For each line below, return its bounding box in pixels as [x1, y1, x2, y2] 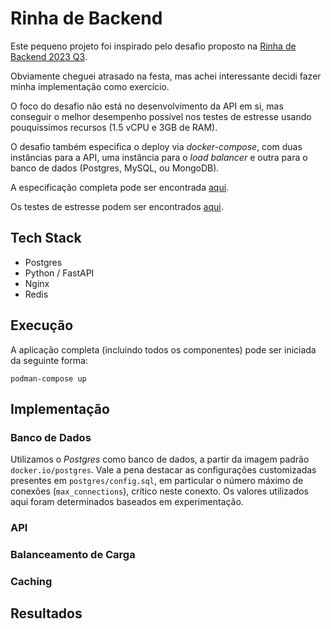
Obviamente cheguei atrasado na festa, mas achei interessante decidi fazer [10, 70, 322, 82]
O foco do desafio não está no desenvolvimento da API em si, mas [10, 100, 284, 112]
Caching [10, 575, 53, 589]
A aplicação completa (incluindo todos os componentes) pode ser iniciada [10, 343, 317, 356]
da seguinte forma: [10, 354, 88, 366]
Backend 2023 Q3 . [10, 50, 88, 62]
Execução [10, 317, 74, 334]
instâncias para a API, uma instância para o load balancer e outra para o [10, 151, 308, 163]
